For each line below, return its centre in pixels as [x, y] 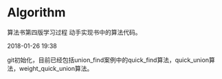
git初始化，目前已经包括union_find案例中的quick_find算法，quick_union [108, 60]
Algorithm [36, 13]
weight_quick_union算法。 [56, 68]
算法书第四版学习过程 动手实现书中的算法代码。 [74, 32]
